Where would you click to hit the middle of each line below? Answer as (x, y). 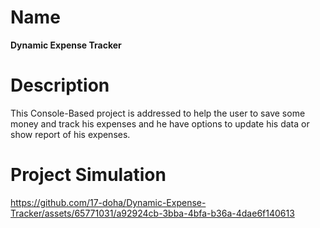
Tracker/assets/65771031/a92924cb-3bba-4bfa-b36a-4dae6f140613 (152, 213)
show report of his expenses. (70, 134)
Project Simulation (88, 175)
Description (60, 85)
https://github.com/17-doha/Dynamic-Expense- (108, 202)
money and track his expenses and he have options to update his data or (160, 123)
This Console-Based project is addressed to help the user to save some (158, 113)
